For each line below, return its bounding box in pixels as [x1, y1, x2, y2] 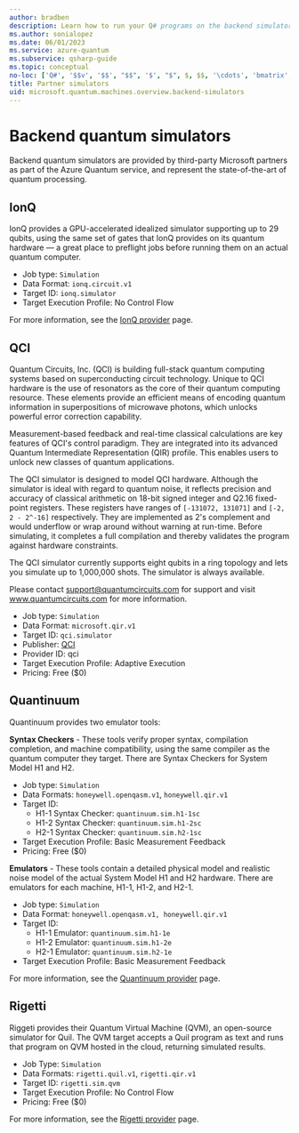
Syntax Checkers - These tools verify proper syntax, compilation [9, 734, 249, 744]
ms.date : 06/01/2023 [9, 37, 86, 47]
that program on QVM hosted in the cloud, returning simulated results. [9, 1041, 266, 1052]
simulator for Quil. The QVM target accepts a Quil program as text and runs [9, 1032, 284, 1042]
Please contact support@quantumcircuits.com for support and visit [9, 584, 255, 595]
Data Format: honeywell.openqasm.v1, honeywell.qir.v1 [21, 908, 228, 919]
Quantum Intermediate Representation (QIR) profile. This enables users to [9, 447, 279, 458]
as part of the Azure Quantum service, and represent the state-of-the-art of [9, 165, 287, 175]
